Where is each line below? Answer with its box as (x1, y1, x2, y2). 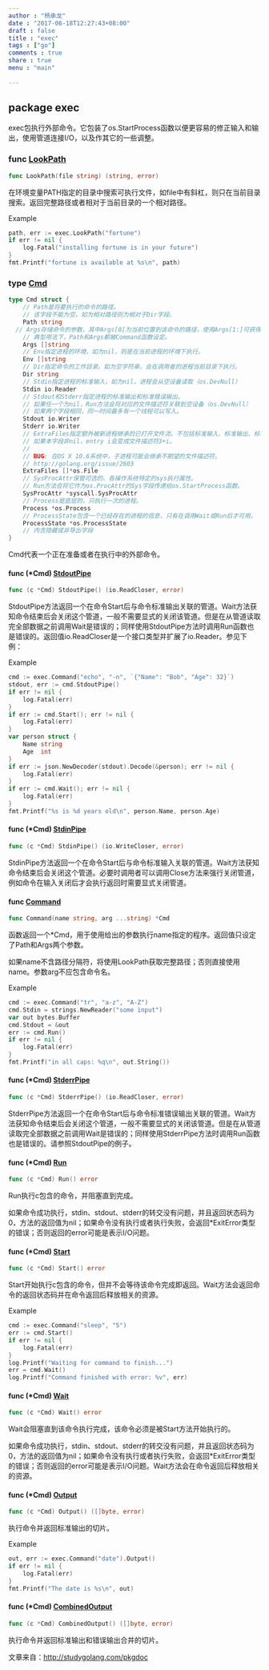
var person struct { (8, 733, 78, 741)
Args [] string (22, 340, 70, 348)
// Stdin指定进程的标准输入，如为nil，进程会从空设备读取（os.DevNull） (22, 377, 242, 385)
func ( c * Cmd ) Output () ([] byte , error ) (8, 1507, 146, 1516)
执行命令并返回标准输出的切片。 (8, 1523, 114, 1533)
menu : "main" (8, 64, 56, 72)
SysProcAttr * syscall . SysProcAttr (22, 489, 138, 497)
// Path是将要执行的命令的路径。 (22, 304, 120, 312)
